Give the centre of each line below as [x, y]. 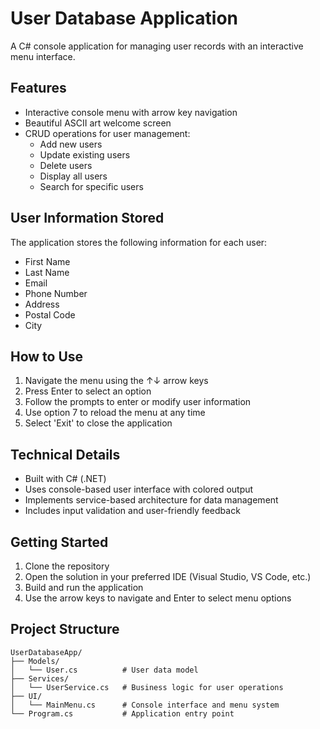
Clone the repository [67, 566]
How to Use [47, 356]
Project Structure [65, 629]
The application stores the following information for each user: [139, 242]
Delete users [66, 165]
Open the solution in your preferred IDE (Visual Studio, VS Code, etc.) [168, 576]
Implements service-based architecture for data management [151, 500]
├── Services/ [40, 678]
